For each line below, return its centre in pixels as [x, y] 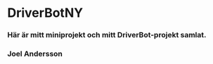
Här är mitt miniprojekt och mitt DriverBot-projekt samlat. [107, 35]
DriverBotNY [45, 13]
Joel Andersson [35, 54]
